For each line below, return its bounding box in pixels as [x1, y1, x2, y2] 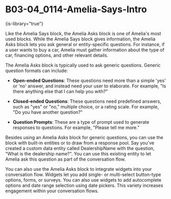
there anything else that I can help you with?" [12, 88, 108, 94]
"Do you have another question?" [12, 109, 83, 115]
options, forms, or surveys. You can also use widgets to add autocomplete [5, 176, 162, 183]
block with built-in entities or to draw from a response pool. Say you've [5, 140, 155, 146]
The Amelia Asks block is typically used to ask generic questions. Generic [5, 62, 161, 68]
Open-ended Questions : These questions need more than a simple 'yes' [12, 77, 166, 83]
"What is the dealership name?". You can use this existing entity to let [5, 150, 152, 157]
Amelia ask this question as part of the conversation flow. [5, 156, 126, 162]
